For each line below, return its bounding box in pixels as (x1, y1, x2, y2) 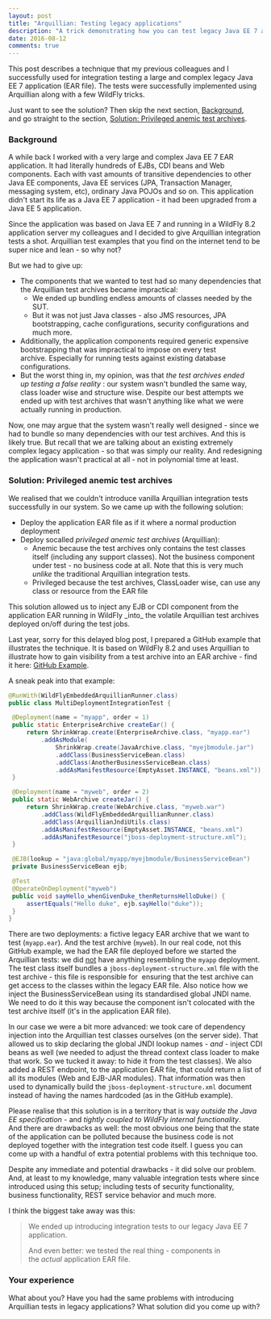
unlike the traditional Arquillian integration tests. (31, 569, 191, 578)
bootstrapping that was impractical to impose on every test (19, 344, 216, 355)
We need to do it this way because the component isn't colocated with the (8, 998, 256, 1008)
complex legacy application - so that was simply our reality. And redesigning (8, 446, 262, 456)
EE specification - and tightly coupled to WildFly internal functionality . (8, 1115, 242, 1125)
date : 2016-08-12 (8, 34, 67, 43)
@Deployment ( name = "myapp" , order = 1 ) (11, 713, 150, 722)
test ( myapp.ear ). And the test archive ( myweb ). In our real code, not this (8, 937, 242, 948)
